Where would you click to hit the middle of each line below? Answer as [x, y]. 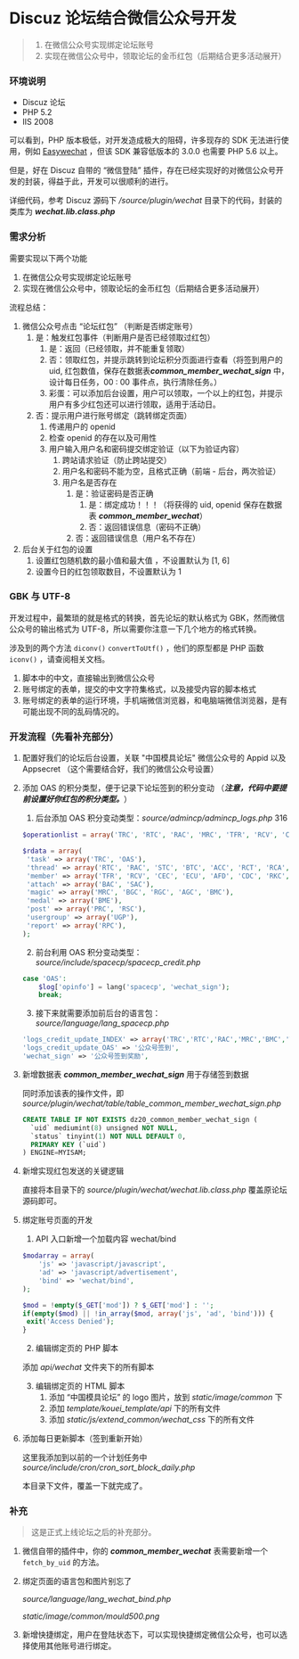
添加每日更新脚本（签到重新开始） [85, 1439]
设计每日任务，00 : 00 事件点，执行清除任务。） [135, 382]
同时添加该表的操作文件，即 [73, 1093]
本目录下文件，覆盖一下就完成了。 [85, 1486]
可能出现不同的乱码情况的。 [73, 711]
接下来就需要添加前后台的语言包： [98, 1013]
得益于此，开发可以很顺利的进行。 [110, 182]
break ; [51, 995]
